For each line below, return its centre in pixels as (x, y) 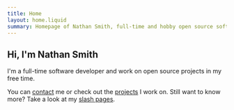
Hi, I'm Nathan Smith (53, 54)
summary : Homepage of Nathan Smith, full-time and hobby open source (110, 26)
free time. (21, 79)
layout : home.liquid (37, 20)
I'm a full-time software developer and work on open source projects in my (114, 71)
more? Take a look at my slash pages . (61, 99)
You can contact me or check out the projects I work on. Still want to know (114, 92)
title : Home (24, 13)
